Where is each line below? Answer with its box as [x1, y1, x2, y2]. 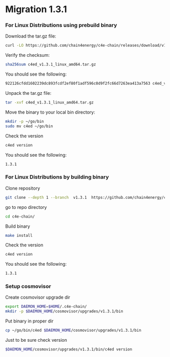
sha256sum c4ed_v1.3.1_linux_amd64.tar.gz [5, 62, 96, 67]
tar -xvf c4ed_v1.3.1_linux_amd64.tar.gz [5, 100, 94, 105]
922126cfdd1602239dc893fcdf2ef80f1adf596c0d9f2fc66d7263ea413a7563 [5, 81, 151, 86]
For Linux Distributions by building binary [5, 173, 109, 181]
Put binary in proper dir [5, 318, 54, 324]
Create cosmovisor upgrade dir [5, 294, 70, 300]
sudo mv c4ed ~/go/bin [5, 123, 53, 129]
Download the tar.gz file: [5, 33, 57, 39]
